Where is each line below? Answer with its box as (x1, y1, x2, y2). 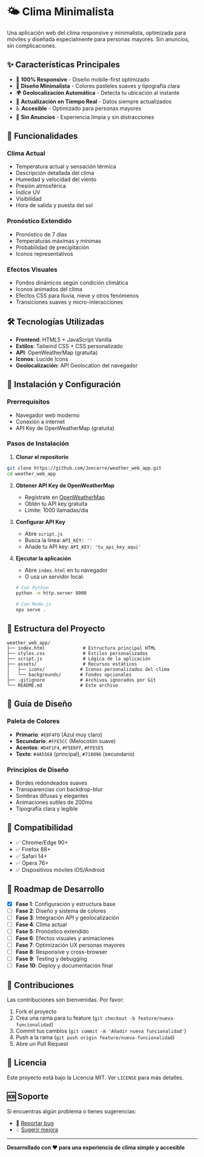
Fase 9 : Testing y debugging (15, 955, 87, 962)
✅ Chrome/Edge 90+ (15, 839, 68, 846)
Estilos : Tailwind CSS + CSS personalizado (15, 342, 123, 349)
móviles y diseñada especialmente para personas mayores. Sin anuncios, (7, 35, 190, 43)
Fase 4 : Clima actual (15, 921, 67, 928)
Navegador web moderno (15, 411, 80, 419)
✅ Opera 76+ (15, 859, 49, 867)
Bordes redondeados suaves (15, 779, 88, 786)
